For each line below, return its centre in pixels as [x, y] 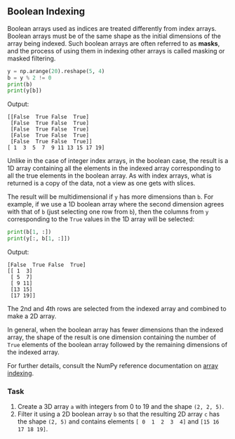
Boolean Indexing [46, 12]
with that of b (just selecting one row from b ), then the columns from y [108, 212]
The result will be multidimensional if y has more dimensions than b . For [110, 197]
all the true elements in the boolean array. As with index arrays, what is [109, 176]
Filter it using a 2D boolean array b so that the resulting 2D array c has [118, 414]
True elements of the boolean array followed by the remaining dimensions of [117, 345]
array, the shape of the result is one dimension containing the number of [112, 337]
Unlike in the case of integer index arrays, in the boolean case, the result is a [118, 161]
